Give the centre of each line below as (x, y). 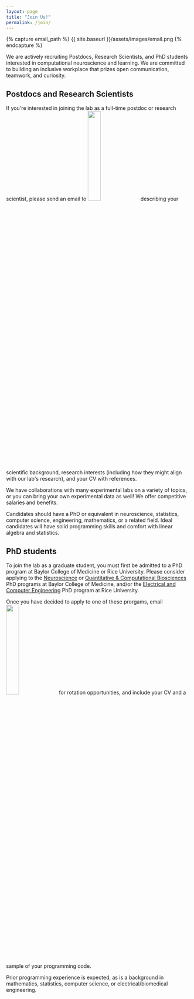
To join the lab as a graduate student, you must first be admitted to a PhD (94, 565)
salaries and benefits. (32, 502)
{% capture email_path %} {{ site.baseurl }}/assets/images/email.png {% (94, 39)
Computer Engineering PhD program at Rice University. (73, 590)
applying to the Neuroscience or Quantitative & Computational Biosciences (96, 578)
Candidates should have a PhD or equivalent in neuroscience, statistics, (93, 514)
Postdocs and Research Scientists (70, 94)
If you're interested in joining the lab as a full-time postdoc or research (91, 108)
